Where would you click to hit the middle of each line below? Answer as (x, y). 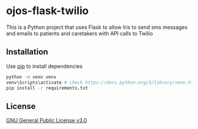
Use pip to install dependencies (44, 66)
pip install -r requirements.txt (47, 88)
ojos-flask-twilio (47, 11)
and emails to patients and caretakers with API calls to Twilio (80, 33)
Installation (27, 52)
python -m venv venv (32, 77)
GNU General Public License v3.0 (47, 120)
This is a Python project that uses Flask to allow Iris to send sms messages (97, 27)
